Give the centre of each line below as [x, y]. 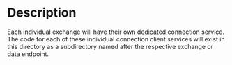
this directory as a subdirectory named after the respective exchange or [110, 46]
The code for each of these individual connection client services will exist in [116, 39]
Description [42, 13]
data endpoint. [28, 54]
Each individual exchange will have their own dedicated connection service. [116, 32]
